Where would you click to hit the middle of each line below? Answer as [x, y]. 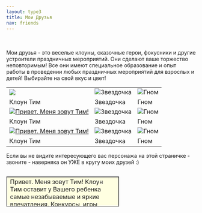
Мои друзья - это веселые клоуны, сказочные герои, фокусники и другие [101, 53]
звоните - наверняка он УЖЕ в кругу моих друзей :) [73, 162]
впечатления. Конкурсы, [46, 205]
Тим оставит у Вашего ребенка [55, 190]
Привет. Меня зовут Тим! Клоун [57, 182]
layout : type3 [24, 12]
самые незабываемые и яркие [55, 197]
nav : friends [23, 23]
